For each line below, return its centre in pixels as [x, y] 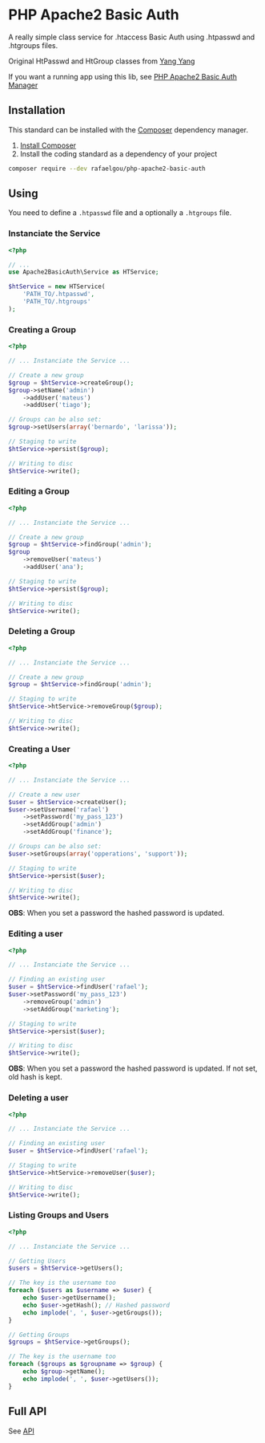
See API [21, 1431]
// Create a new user [44, 795]
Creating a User [39, 749]
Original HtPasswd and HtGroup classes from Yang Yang [102, 61]
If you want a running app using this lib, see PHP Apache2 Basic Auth [123, 76]
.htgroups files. [33, 45]
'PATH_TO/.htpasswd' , [58, 295]
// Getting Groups [39, 1335]
